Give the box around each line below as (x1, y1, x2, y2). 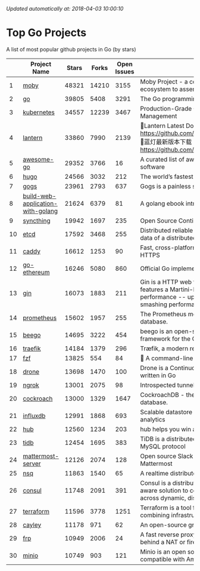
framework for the (139, 334, 191, 343)
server (23, 459, 41, 468)
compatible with (139, 555, 185, 563)
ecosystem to (139, 85, 179, 93)
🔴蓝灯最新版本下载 (139, 138, 192, 146)
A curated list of (139, 155, 185, 163)
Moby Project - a (139, 77, 188, 86)
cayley (23, 520, 42, 529)
